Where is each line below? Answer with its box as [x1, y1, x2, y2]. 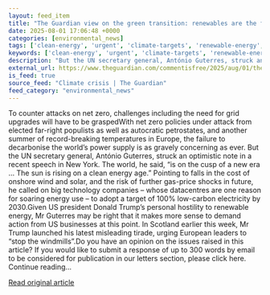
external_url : [8, 64, 56, 72]
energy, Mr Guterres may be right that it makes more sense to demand [8, 211, 241, 221]
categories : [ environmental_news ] [8, 34, 125, 43]
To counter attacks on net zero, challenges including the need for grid [8, 109, 239, 118]
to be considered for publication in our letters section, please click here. [8, 254, 247, 264]
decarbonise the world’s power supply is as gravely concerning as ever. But [8, 142, 260, 153]
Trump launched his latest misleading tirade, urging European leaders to [8, 228, 247, 238]
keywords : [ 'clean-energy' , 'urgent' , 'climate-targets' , [8, 49, 207, 57]
